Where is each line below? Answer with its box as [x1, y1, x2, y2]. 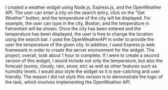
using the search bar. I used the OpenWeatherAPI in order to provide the [5, 36, 154, 42]
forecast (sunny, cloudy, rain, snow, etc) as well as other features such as [5, 63, 157, 69]
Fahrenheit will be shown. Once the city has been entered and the [5, 26, 141, 32]
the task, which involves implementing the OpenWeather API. [5, 79, 131, 85]
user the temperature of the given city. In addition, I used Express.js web [5, 42, 155, 47]
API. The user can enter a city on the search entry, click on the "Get [5, 10, 145, 16]
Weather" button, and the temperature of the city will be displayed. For [5, 15, 151, 21]
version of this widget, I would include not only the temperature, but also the [5, 58, 163, 63]
